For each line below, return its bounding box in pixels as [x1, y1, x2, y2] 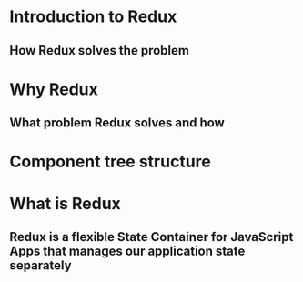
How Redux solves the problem [9, 43, 189, 58]
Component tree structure [9, 152, 211, 172]
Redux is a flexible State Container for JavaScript [9, 229, 294, 245]
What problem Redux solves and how [9, 116, 225, 131]
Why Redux [9, 79, 98, 99]
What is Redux [9, 193, 121, 214]
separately [9, 257, 72, 273]
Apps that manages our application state [9, 243, 246, 258]
